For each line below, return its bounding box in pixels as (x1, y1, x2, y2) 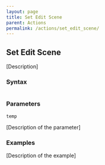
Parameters (6, 100, 40, 108)
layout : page (6, 8, 39, 15)
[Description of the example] (6, 152, 76, 159)
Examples (6, 138, 36, 147)
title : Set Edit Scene (6, 14, 62, 20)
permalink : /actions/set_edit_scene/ (6, 25, 100, 31)
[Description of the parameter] (6, 123, 81, 131)
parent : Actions (6, 20, 46, 26)
